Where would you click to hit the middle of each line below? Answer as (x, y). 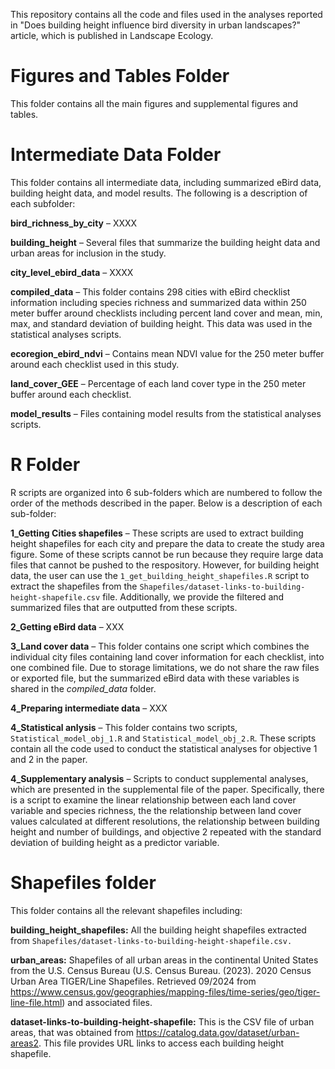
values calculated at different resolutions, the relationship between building (165, 821)
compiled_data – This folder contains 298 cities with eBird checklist (150, 291)
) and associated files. (107, 1002)
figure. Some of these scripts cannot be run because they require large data (167, 554)
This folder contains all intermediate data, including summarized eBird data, (166, 182)
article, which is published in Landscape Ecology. (112, 35)
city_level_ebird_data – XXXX (72, 272)
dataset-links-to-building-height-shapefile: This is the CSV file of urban (162, 1021)
